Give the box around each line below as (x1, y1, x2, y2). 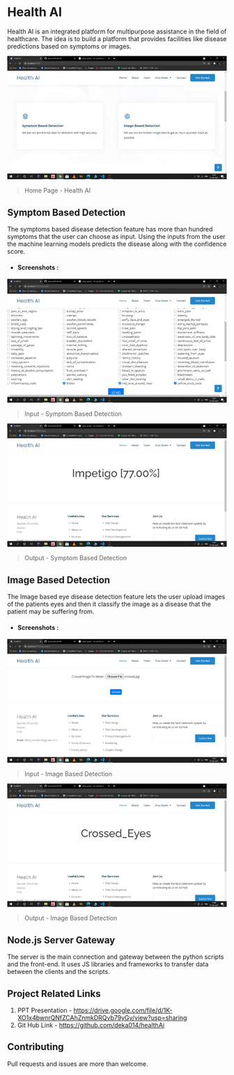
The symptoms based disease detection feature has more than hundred (7, 225, 213, 233)
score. (7, 247, 26, 256)
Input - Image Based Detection (24, 769, 113, 778)
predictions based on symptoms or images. (7, 42, 132, 50)
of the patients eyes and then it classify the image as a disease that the (7, 600, 211, 608)
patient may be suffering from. (7, 608, 95, 616)
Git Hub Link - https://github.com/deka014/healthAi (17, 1021, 165, 1030)
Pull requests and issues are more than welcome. (7, 1060, 148, 1068)
